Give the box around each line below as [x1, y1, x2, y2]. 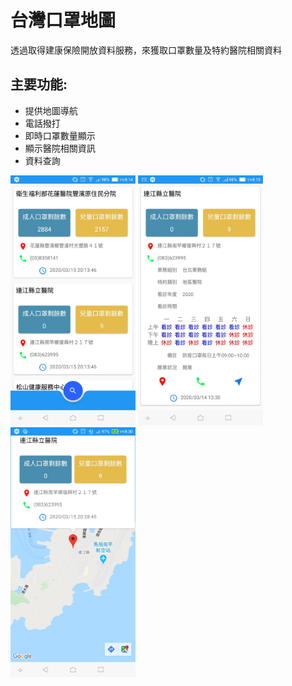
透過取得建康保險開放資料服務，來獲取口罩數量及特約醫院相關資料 [10, 44, 282, 56]
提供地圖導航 [24, 104, 78, 116]
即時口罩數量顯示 [24, 129, 96, 141]
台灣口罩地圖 [10, 9, 117, 32]
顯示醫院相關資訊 [24, 142, 96, 154]
